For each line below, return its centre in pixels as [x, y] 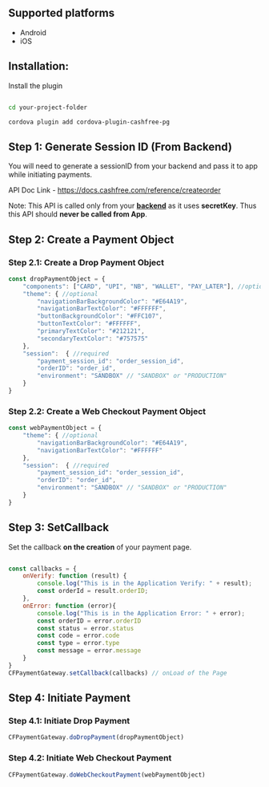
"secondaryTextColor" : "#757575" [93, 339]
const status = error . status [86, 628]
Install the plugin [36, 85]
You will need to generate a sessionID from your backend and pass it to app [133, 166]
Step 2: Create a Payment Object [91, 239]
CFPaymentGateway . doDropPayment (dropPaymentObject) [96, 737]
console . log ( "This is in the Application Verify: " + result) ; [145, 584]
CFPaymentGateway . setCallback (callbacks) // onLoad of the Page [118, 673]
